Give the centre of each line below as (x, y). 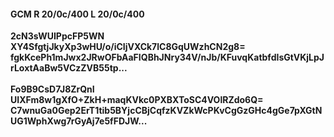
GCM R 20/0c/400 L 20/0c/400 (77, 14)
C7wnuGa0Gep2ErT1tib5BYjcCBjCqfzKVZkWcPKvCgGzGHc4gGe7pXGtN (166, 111)
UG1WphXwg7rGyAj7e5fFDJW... (79, 121)
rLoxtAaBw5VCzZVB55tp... (69, 68)
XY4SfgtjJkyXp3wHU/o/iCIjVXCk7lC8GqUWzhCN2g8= (128, 47)
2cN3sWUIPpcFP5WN (57, 36)
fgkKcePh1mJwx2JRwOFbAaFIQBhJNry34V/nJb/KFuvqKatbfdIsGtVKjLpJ (167, 57)
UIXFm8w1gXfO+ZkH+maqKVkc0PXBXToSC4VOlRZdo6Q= (137, 100)
